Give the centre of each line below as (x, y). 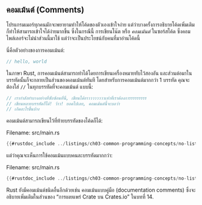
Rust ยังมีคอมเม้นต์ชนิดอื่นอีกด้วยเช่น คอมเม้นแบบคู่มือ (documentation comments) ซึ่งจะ (101, 190)
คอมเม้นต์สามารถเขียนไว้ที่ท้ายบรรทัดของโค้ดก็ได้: (55, 121)
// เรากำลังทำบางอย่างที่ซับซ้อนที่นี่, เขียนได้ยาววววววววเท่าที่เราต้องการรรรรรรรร (76, 98)
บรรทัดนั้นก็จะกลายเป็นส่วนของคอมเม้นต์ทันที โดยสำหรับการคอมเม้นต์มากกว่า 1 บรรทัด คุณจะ (98, 80)
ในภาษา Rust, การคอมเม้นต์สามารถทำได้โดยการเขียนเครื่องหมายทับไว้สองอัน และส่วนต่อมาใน (99, 73)
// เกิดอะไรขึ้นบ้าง (23, 109)
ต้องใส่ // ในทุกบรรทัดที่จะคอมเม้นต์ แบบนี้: (50, 86)
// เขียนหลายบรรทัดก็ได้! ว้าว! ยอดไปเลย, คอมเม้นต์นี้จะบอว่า (63, 104)
